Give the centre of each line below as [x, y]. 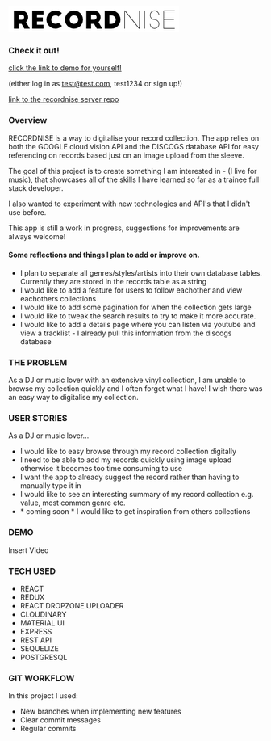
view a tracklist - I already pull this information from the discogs [126, 333]
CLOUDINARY [43, 614]
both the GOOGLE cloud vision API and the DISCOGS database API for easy [134, 146]
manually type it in [50, 486]
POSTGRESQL [44, 657]
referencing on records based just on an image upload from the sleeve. [126, 155]
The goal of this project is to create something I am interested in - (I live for [133, 171]
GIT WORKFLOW [42, 678]
